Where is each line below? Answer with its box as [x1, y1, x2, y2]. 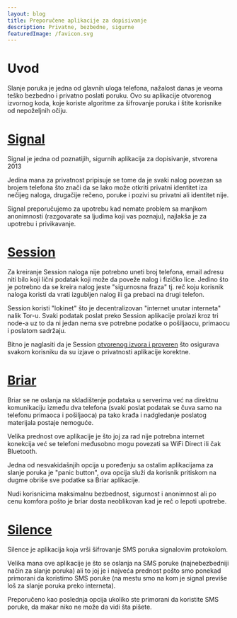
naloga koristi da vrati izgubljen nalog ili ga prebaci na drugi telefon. [7, 291, 205, 299]
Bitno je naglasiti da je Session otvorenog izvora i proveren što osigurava [7, 340, 219, 349]
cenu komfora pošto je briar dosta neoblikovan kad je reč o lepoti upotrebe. [7, 497, 227, 506]
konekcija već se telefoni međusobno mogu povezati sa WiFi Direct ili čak [7, 440, 221, 448]
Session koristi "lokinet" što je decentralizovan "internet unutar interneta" [7, 304, 221, 313]
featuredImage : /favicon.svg [7, 30, 93, 37]
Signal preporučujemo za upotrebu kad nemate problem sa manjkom [7, 204, 207, 213]
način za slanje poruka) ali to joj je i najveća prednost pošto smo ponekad [7, 566, 221, 575]
